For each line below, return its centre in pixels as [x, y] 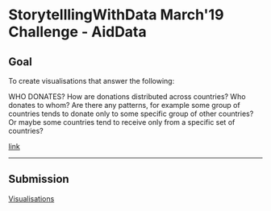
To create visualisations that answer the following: [92, 81]
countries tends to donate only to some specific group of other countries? [131, 114]
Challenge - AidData [77, 32]
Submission [39, 179]
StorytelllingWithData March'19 [116, 15]
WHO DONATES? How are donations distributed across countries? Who [127, 97]
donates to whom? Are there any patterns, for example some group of [124, 105]
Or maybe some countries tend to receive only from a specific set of [122, 122]
